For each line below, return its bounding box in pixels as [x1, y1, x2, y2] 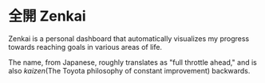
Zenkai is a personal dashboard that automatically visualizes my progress [8, 33, 250, 43]
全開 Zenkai [8, 7, 86, 25]
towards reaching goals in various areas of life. [8, 42, 162, 51]
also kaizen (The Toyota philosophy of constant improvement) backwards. [8, 66, 251, 75]
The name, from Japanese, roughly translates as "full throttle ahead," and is [8, 57, 258, 67]
